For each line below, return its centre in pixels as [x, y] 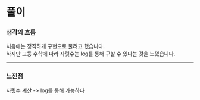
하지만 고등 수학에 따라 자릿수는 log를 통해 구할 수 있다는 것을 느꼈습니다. [91, 54]
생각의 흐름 [21, 32]
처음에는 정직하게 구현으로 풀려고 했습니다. [56, 46]
